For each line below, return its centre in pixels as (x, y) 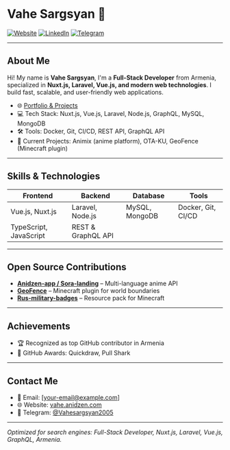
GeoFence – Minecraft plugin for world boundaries (88, 291)
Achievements (39, 326)
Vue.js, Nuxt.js (34, 211)
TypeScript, (29, 227)
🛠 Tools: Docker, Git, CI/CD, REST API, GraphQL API (91, 131)
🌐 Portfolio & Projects (47, 105)
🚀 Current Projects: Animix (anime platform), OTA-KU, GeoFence (107, 141)
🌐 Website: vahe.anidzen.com (59, 405)
